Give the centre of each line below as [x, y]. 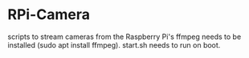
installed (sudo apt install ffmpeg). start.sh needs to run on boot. [114, 44]
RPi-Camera [49, 15]
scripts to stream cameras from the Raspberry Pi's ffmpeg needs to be [124, 37]
